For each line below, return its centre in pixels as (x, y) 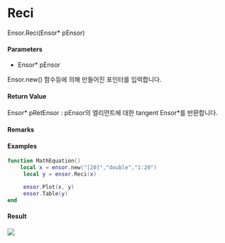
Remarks (21, 129)
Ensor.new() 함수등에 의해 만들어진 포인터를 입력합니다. (84, 80)
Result (17, 216)
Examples (22, 146)
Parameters (25, 49)
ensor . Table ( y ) (46, 193)
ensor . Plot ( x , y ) (49, 187)
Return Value (27, 96)
